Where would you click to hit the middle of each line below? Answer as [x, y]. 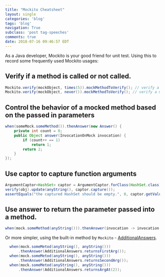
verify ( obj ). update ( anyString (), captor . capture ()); [60, 190]
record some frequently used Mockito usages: [52, 61]
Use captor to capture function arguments [71, 174]
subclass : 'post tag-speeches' [37, 32]
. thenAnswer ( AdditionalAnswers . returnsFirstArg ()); [72, 251]
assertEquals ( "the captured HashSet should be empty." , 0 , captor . [76, 194]
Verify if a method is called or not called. [68, 76]
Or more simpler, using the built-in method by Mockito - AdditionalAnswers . [81, 238]
